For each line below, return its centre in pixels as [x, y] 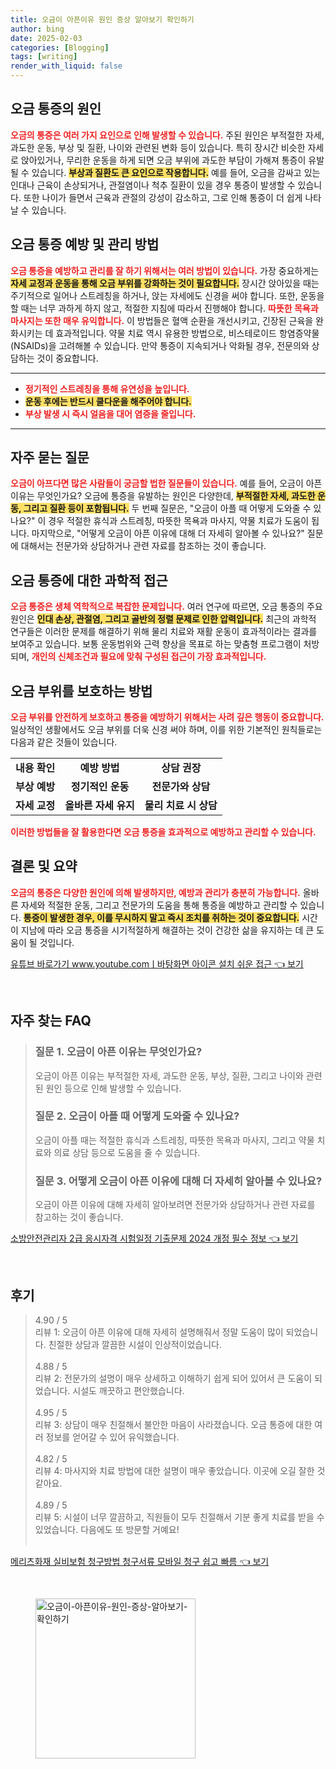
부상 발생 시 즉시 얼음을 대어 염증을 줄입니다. [110, 413]
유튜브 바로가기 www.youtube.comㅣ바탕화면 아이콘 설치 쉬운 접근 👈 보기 [157, 963]
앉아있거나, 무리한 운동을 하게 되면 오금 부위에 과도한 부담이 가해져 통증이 [163, 160]
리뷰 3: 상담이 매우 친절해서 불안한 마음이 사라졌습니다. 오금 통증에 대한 [173, 1424]
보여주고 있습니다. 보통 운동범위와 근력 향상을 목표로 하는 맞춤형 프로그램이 [156, 644]
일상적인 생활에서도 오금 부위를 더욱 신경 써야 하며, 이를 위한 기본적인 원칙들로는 [166, 730]
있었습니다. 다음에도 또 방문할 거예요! [107, 1529]
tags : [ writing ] [44, 57]
